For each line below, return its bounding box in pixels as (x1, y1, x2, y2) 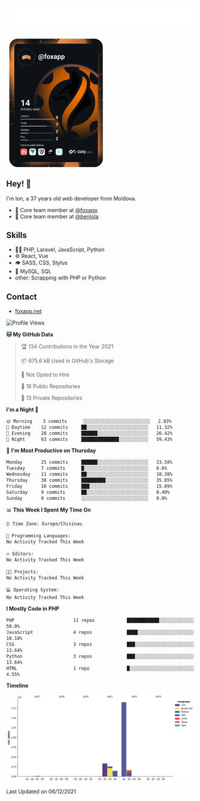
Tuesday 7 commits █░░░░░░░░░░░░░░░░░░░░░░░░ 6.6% (6, 465, 168, 472)
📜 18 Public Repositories (20, 383, 81, 390)
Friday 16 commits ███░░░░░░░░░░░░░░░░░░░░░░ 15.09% (6, 483, 172, 490)
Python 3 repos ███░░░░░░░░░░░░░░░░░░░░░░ (6, 654, 195, 660)
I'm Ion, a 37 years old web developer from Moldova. (6, 195, 137, 202)
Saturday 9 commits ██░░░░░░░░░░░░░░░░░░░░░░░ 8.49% (6, 489, 170, 496)
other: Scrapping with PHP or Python (14, 274, 106, 281)
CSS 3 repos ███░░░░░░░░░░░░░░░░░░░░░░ (6, 642, 195, 648)
